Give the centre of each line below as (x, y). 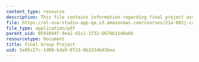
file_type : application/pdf (41, 28)
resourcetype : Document (36, 39)
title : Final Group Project (41, 45)
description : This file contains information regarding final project (95, 17)
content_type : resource (36, 12)
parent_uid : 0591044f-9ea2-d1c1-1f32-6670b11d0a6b (70, 34)
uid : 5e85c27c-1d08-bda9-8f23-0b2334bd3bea (61, 50)
